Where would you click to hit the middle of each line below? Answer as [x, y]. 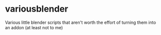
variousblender [37, 9]
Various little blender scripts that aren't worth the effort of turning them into [81, 22]
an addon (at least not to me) [34, 27]
